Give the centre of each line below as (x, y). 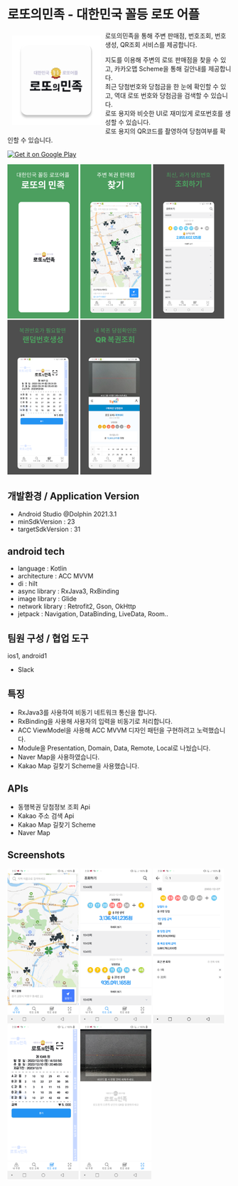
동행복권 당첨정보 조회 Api (54, 807)
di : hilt (27, 584)
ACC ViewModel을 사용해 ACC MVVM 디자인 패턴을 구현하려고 (106, 730)
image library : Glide (47, 599)
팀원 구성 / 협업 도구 (48, 638)
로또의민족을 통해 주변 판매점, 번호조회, (159, 36)
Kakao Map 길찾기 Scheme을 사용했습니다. (79, 766)
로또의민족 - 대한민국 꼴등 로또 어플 (104, 15)
